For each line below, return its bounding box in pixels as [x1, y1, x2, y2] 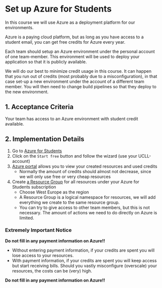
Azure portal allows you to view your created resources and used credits [12, 163, 158, 169]
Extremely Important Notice [5, 227, 72, 234]
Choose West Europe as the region [19, 189, 89, 195]
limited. [19, 215, 34, 221]
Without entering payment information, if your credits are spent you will [12, 247, 155, 253]
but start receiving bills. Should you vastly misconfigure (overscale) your [12, 263, 157, 269]
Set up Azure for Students [5, 3, 112, 15]
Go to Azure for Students [12, 148, 62, 154]
